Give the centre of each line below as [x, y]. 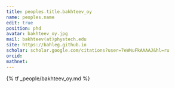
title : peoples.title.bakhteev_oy [49, 12]
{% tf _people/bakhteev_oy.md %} [48, 78]
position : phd [24, 28]
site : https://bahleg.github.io [46, 45]
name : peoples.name [30, 17]
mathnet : [17, 61]
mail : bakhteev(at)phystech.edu [46, 39]
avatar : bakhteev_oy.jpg [37, 34]
